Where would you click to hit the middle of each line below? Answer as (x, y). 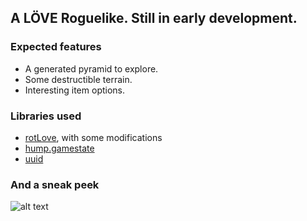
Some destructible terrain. (78, 79)
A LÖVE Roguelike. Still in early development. (154, 18)
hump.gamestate (59, 148)
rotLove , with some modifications (93, 137)
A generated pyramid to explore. (91, 68)
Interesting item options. (75, 90)
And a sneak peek (55, 184)
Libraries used (46, 116)
